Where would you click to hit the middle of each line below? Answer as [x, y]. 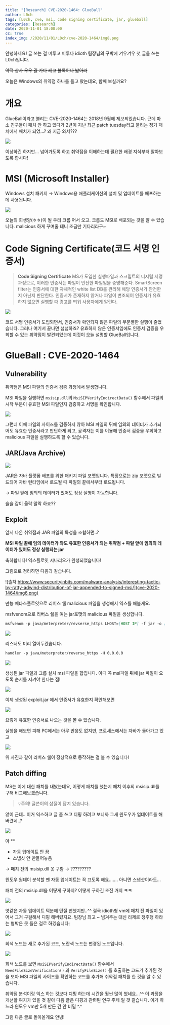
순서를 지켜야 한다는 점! [37, 679]
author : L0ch [19, 15]
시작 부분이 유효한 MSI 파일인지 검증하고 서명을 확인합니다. [63, 404]
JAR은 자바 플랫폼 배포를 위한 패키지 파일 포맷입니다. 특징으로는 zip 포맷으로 [80, 475]
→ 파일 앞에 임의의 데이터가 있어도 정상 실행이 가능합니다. [62, 493]
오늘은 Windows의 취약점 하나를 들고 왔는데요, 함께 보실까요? [66, 81]
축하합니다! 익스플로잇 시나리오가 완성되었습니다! [53, 560]
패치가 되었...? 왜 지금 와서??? [48, 131]
